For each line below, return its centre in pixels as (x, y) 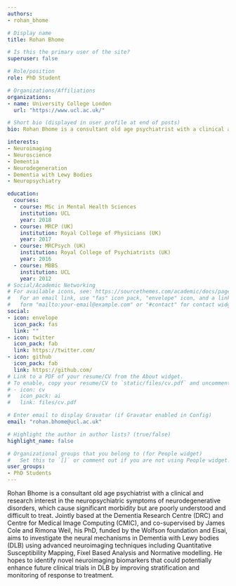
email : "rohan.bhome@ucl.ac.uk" (54, 422)
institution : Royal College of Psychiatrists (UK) (96, 253)
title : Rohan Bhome (36, 39)
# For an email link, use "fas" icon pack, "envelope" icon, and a (111, 298)
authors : (20, 14)
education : (23, 194)
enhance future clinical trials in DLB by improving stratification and (104, 568)
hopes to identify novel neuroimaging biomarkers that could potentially (110, 560)
